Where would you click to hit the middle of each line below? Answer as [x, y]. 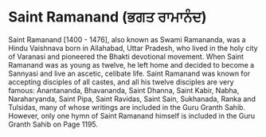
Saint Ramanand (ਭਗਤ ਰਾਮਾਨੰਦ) [108, 17]
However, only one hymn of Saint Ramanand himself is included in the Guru [132, 115]
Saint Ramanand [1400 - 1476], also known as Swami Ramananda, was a [127, 39]
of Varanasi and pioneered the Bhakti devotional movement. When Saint [126, 57]
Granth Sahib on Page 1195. [53, 124]
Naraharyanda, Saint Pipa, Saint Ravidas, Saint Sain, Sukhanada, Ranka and [132, 99]
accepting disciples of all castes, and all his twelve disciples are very [121, 82]
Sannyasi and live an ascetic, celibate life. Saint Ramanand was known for [129, 73]
